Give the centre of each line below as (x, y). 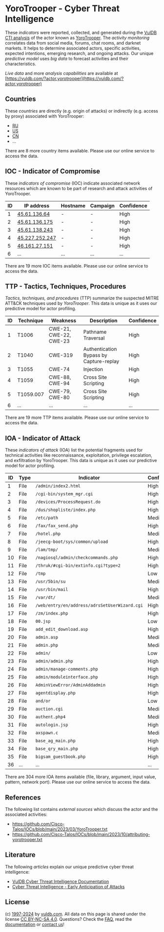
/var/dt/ (46, 598)
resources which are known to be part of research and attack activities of (79, 188)
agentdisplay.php (55, 693)
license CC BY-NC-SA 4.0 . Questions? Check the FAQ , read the (69, 919)
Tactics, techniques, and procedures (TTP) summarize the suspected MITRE (82, 298)
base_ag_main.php (55, 741)
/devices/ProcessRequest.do (68, 502)
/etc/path (47, 518)
